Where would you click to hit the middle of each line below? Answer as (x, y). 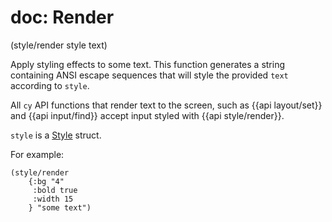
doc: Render (62, 17)
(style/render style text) (59, 45)
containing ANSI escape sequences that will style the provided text (149, 75)
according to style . (50, 85)
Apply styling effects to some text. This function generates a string (148, 64)
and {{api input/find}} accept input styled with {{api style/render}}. (147, 115)
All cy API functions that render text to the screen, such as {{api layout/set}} (166, 105)
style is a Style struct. (56, 135)
